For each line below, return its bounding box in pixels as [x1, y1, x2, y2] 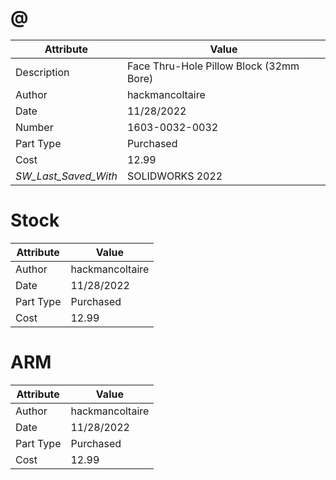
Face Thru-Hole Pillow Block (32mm [126, 59, 300, 73]
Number [15, 120, 54, 134]
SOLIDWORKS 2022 [126, 169, 223, 183]
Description [15, 65, 70, 79]
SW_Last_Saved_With [15, 169, 118, 183]
